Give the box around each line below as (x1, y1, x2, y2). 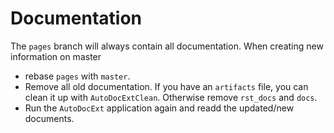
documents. (24, 112, 75, 124)
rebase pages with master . (24, 70, 131, 82)
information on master (10, 50, 102, 62)
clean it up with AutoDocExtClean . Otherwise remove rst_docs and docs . (24, 91, 318, 103)
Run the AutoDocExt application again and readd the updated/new (24, 102, 295, 114)
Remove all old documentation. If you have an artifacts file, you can (24, 80, 309, 92)
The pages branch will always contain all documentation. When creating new (10, 40, 324, 52)
